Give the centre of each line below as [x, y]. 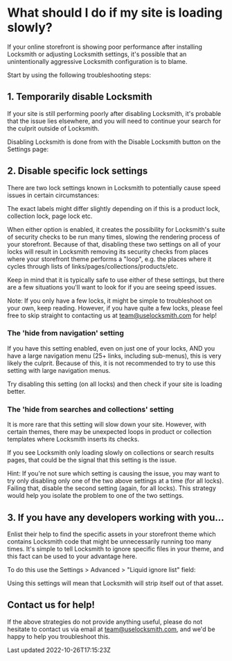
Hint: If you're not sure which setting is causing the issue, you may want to [114, 474]
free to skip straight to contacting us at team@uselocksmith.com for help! [112, 315]
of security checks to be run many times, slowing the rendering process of [114, 237]
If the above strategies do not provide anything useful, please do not [105, 621]
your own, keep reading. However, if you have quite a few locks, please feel [115, 308]
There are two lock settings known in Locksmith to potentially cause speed [114, 187]
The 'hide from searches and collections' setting [91, 409]
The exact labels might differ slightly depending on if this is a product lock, [114, 208]
